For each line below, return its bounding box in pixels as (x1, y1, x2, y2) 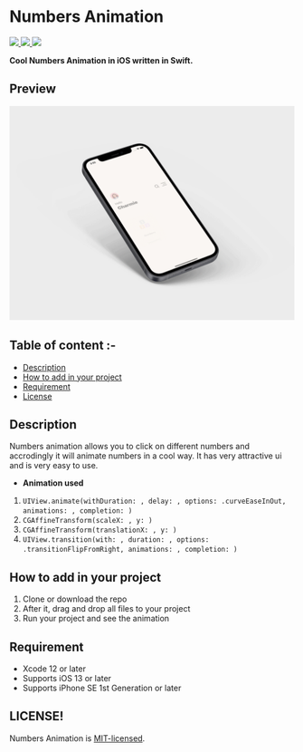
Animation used (22, 477, 84, 488)
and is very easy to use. (9, 460, 99, 471)
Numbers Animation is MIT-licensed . (9, 732, 146, 744)
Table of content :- (9, 338, 117, 353)
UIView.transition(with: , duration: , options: (22, 535, 210, 545)
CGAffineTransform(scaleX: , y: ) (22, 516, 153, 525)
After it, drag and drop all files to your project (22, 603, 191, 614)
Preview (9, 82, 57, 97)
